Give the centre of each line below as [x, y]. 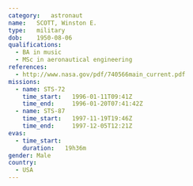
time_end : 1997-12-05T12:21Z [78, 126]
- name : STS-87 [40, 112]
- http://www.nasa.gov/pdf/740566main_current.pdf [100, 74]
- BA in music [38, 52]
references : [28, 67]
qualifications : [35, 45]
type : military [37, 30]
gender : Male [30, 155]
